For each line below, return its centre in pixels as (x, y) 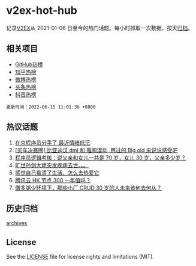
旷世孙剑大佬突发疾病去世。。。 (52, 165)
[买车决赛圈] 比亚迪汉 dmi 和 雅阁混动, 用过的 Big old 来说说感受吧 (96, 150)
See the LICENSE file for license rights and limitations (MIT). (80, 257)
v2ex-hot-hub (42, 11)
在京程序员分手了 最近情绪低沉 (52, 143)
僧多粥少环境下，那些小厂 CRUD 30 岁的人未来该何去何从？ (88, 188)
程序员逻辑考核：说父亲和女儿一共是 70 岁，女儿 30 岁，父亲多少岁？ (100, 158)
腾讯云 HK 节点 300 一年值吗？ (53, 180)
